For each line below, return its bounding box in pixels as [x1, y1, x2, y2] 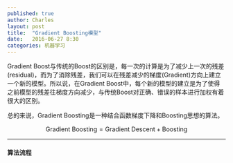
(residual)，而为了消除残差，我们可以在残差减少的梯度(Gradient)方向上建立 [7, 70, 222, 79]
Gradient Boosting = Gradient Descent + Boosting [45, 125, 188, 133]
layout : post [7, 23, 45, 30]
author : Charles [7, 17, 54, 23]
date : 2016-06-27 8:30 [7, 36, 79, 43]
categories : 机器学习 [7, 42, 66, 49]
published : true [7, 10, 54, 17]
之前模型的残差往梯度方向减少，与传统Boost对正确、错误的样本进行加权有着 [7, 88, 224, 96]
